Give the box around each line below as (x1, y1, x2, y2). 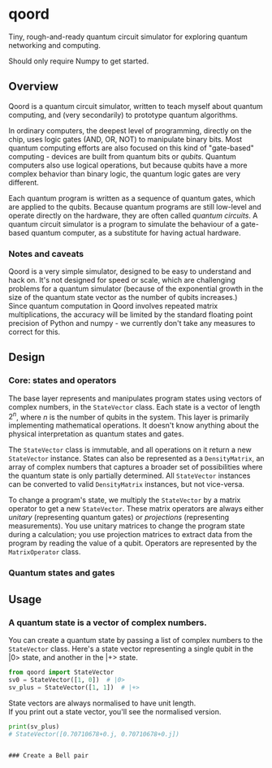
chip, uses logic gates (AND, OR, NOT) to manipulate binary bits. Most (8, 134, 243, 144)
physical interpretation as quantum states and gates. (8, 429, 184, 439)
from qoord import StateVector (8, 668, 114, 676)
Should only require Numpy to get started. (8, 56, 149, 66)
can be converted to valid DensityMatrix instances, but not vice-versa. (8, 479, 245, 489)
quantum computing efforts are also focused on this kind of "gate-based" (8, 143, 254, 153)
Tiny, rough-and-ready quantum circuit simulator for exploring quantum (8, 32, 248, 41)
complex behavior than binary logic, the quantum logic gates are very (8, 168, 241, 179)
